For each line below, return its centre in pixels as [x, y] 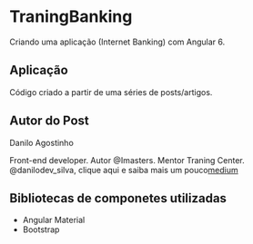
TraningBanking [71, 17]
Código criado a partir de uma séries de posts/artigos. [111, 92]
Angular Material [54, 220]
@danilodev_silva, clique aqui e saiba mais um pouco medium [124, 170]
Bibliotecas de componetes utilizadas [118, 198]
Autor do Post [49, 121]
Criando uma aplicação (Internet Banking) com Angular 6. [117, 42]
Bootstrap [41, 229]
